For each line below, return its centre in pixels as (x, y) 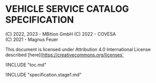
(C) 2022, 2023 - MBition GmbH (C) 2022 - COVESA (61, 34)
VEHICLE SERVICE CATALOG (67, 9)
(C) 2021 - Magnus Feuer (32, 39)
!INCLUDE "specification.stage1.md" (43, 74)
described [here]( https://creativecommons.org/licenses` (65, 55)
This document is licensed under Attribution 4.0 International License (78, 49)
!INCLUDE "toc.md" (26, 65)
